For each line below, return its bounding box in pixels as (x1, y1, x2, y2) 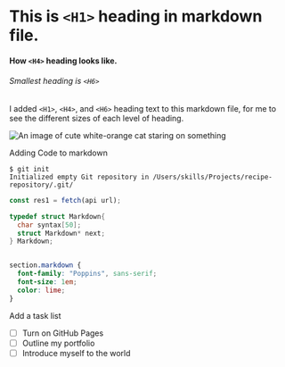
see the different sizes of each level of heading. (9, 113, 184, 123)
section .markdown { (9, 261, 82, 270)
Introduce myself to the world (21, 347, 131, 358)
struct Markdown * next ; (17, 229, 105, 238)
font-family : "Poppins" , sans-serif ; (17, 270, 158, 279)
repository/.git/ (9, 180, 74, 189)
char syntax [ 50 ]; (17, 221, 82, 229)
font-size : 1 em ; (17, 278, 77, 287)
